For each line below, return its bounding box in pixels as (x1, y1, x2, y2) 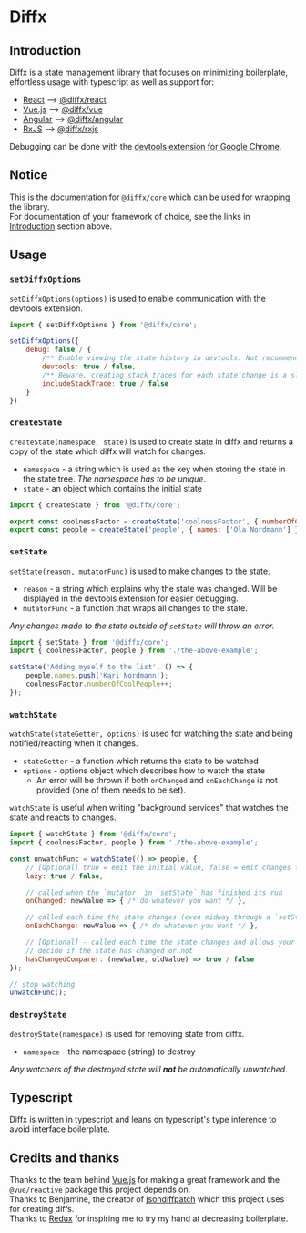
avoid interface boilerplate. (9, 1124, 111, 1135)
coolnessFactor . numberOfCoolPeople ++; (25, 679, 173, 689)
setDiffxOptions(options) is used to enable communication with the (9, 293, 267, 304)
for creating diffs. (9, 1204, 75, 1215)
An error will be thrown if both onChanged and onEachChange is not (36, 775, 278, 786)
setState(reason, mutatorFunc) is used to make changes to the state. (9, 565, 270, 576)
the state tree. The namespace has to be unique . (22, 472, 207, 484)
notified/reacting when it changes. (9, 738, 138, 749)
